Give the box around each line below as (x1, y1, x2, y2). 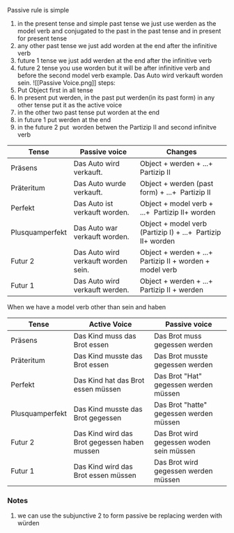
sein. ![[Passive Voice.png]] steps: (17, 79, 116, 86)
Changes (166, 147, 197, 156)
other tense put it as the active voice (17, 101, 123, 109)
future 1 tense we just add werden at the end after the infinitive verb (17, 56, 212, 65)
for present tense (17, 34, 68, 43)
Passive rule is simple (7, 6, 70, 14)
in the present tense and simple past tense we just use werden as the (17, 20, 217, 27)
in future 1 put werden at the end (17, 116, 111, 124)
